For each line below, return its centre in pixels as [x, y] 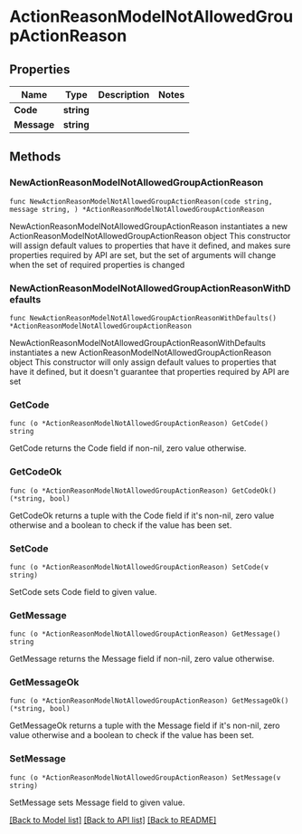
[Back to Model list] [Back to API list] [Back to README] [113, 820]
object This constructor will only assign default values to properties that [143, 362]
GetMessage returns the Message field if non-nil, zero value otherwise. [142, 659]
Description [124, 95]
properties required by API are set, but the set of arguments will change [143, 254]
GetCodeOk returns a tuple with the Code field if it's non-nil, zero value [142, 515]
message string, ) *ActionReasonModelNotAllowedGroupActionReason [137, 209]
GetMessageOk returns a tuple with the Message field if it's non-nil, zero [145, 725]
